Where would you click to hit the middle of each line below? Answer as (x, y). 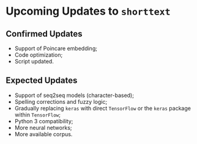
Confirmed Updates (44, 34)
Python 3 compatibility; (44, 121)
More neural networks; (43, 128)
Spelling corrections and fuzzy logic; (61, 101)
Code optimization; (39, 55)
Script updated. (34, 61)
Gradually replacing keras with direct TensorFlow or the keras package (102, 108)
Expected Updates (42, 81)
